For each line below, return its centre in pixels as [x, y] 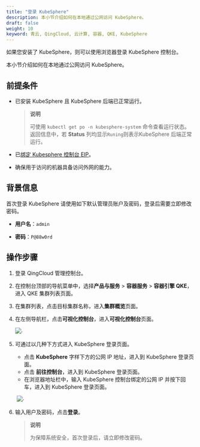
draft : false [22, 23]
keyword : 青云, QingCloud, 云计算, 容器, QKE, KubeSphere [77, 34]
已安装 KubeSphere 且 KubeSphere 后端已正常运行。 [80, 101]
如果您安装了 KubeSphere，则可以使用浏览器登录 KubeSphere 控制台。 [94, 52]
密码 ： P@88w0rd [34, 236]
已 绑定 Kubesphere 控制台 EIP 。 [54, 154]
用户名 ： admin [32, 223]
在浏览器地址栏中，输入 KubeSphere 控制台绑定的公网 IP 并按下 [102, 379]
